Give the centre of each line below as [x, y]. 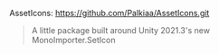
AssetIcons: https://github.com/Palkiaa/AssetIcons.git [109, 13]
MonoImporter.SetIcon [73, 40]
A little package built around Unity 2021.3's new [121, 30]
